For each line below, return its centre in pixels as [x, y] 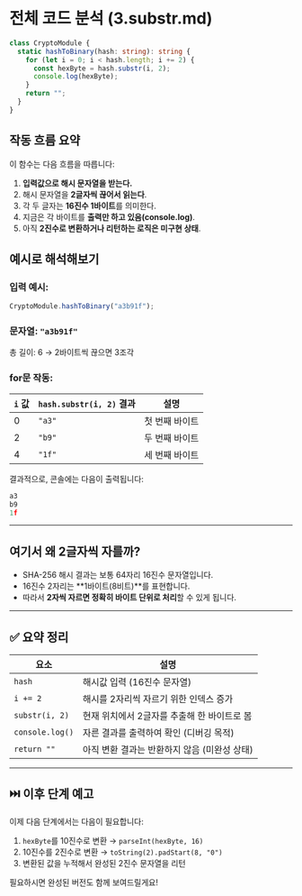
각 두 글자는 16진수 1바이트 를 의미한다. [89, 206]
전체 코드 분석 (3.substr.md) [111, 18]
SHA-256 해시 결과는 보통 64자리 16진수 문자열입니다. [118, 575]
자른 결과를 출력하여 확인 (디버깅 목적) [158, 733]
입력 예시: [29, 287]
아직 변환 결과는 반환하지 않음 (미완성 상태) [168, 750]
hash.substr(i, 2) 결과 [87, 404]
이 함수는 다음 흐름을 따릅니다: [62, 164]
